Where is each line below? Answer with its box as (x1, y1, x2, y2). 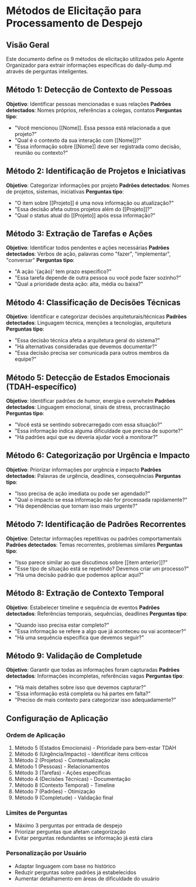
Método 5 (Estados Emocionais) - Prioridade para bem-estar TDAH (14, 745, 177, 751)
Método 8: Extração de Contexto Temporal (6, 588, 164, 599)
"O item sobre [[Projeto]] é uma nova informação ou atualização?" (14, 199, 174, 206)
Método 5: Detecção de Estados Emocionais (6, 372, 170, 382)
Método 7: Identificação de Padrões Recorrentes (6, 519, 186, 529)
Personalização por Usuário (6, 849, 87, 857)
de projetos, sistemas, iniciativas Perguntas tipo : (6, 188, 124, 195)
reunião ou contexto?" (14, 149, 68, 156)
